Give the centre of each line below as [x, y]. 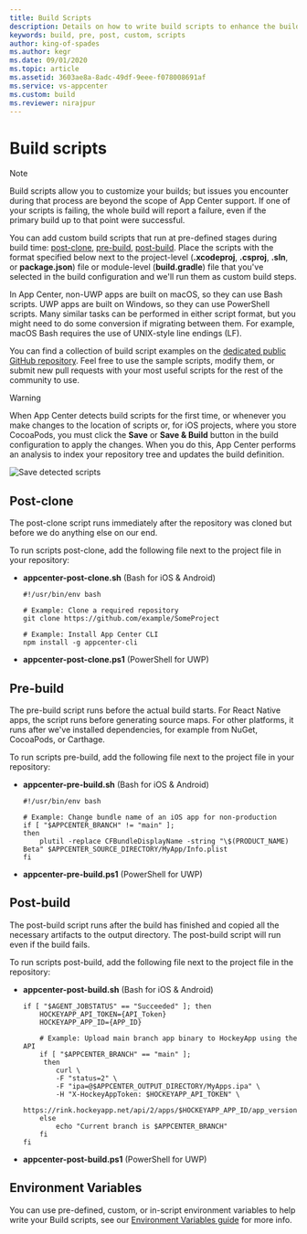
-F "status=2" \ [87, 1078]
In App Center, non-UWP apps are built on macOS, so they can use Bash [146, 294]
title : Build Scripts [51, 18]
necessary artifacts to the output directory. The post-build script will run [145, 934]
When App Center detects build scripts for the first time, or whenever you [148, 416]
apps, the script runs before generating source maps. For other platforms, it [152, 719]
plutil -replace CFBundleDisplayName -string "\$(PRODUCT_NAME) [164, 841]
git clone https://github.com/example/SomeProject [121, 619]
